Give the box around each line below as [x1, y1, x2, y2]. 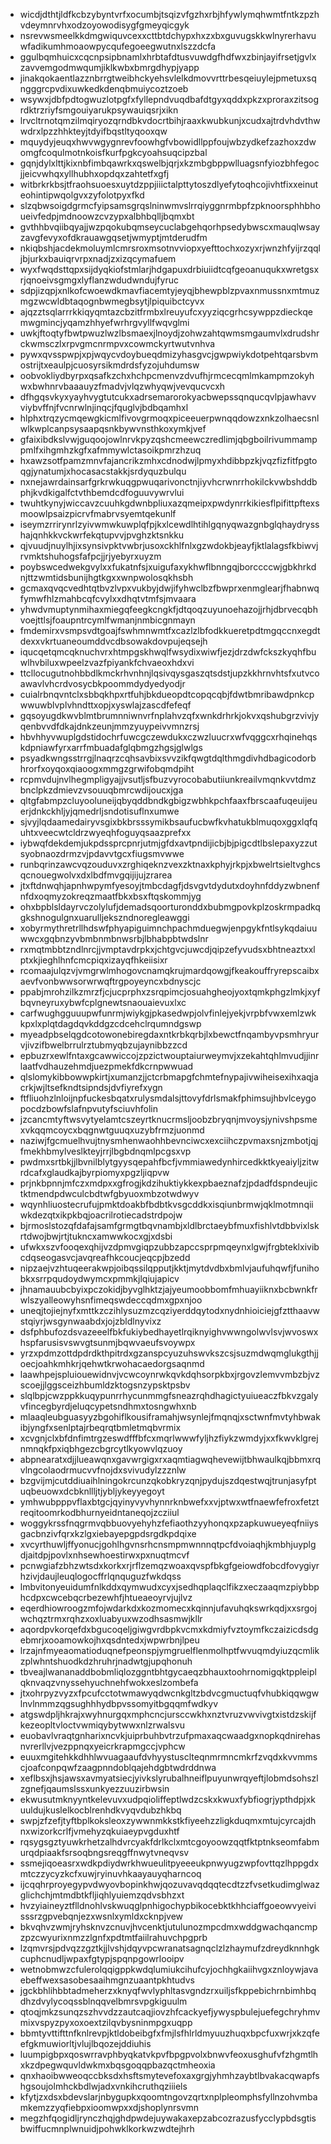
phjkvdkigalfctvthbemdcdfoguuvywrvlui [19, 487, 185, 498]
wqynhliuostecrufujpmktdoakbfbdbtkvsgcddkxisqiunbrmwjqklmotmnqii [19, 1199, 314, 1210]
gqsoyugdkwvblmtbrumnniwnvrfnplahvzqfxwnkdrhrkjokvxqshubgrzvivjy [19, 710, 320, 721]
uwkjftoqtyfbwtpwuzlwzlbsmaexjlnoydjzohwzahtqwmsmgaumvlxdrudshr [19, 327, 320, 339]
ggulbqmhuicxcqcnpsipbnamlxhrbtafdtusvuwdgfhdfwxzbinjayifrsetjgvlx [19, 51, 317, 63]
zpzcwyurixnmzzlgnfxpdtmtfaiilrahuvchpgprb [19, 1932, 208, 1943]
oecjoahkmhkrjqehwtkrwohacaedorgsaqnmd [19, 1358, 205, 1369]
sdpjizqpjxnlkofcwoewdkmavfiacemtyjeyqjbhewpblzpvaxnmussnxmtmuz [19, 285, 320, 296]
